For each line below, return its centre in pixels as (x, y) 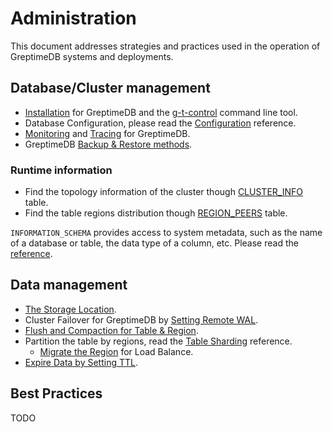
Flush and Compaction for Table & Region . (111, 330)
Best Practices (56, 393)
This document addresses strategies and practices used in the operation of (165, 46)
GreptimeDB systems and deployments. (92, 56)
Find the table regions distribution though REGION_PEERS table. (156, 213)
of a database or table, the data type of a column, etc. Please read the (154, 243)
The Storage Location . (70, 309)
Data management (69, 285)
